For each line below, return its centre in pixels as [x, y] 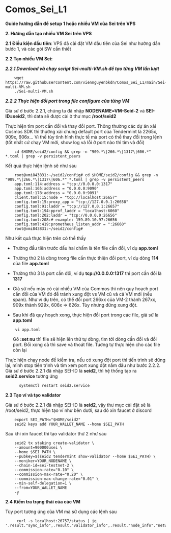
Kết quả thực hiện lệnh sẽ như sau [41, 166]
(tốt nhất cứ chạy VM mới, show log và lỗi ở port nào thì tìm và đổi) [75, 142]
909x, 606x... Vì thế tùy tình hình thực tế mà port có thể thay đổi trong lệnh [84, 137]
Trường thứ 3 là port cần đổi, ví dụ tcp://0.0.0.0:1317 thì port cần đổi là [87, 273]
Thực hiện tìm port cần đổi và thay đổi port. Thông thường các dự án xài [81, 126]
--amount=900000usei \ [38, 447]
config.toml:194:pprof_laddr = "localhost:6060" [67, 211]
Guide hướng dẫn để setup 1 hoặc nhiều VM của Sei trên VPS [70, 24]
